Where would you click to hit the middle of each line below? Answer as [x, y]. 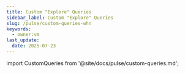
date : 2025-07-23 [34, 46]
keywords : [19, 29]
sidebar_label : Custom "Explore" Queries [60, 18]
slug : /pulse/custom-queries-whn [49, 23]
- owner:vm [26, 35]
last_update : [23, 40]
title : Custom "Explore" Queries [49, 12]
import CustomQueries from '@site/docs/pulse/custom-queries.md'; [93, 63]
